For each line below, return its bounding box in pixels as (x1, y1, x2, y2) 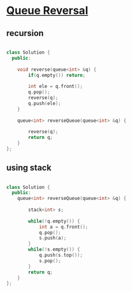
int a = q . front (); (38, 224, 88, 230)
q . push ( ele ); (28, 100, 61, 107)
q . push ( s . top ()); (38, 252, 83, 258)
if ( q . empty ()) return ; (28, 72, 86, 78)
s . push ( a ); (38, 235, 67, 241)
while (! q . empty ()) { (28, 218, 80, 224)
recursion (6, 28, 44, 38)
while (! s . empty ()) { (28, 246, 80, 253)
